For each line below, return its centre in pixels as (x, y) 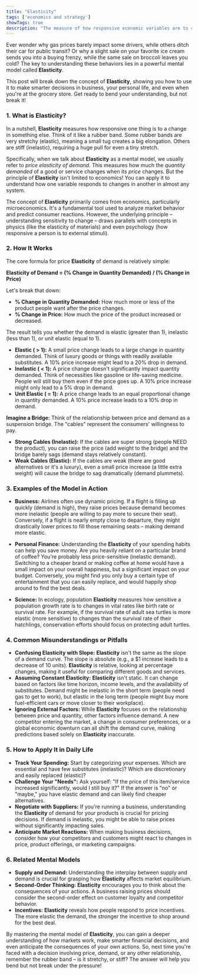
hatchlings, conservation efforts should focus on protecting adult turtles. (103, 625)
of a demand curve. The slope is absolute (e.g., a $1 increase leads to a (101, 659)
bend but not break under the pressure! (54, 966)
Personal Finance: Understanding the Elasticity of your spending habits (102, 544)
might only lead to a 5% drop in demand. (64, 387)
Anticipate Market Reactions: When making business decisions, (93, 831)
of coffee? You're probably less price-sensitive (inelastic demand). (95, 557)
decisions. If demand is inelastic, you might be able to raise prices (95, 819)
